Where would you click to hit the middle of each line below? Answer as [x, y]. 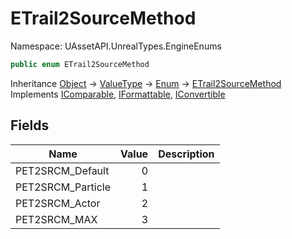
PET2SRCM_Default [62, 170]
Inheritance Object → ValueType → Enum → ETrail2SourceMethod [146, 83]
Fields [30, 125]
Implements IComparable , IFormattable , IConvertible [118, 94]
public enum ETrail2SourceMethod [80, 64]
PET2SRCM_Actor [58, 203]
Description [186, 154]
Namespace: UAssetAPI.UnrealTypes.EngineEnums [116, 46]
